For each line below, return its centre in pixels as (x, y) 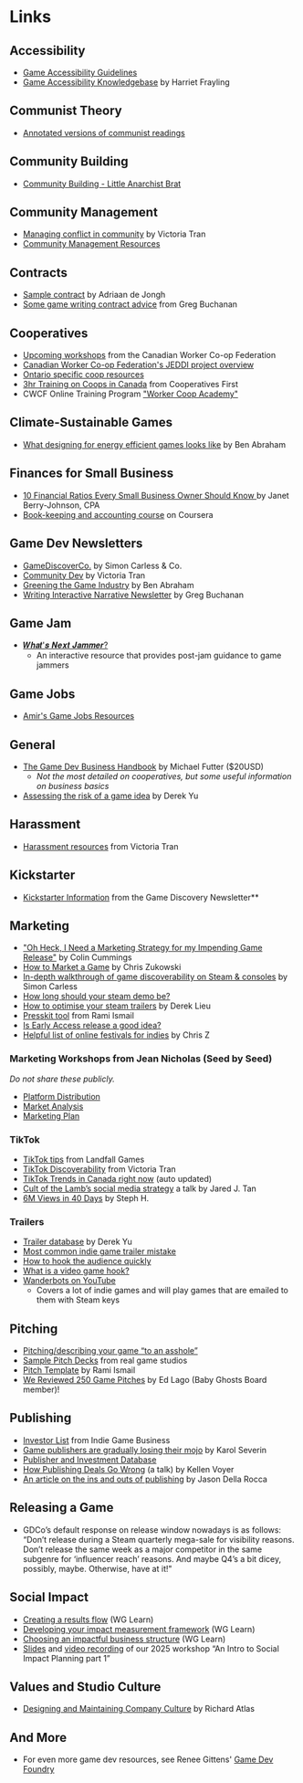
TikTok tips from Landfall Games (84, 1159)
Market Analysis (53, 1106)
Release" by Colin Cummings (77, 957)
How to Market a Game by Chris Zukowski (102, 967)
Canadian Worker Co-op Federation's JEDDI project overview (138, 365)
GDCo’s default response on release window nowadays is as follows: (151, 1530)
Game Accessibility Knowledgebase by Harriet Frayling (126, 82)
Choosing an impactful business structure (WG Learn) (124, 1639)
